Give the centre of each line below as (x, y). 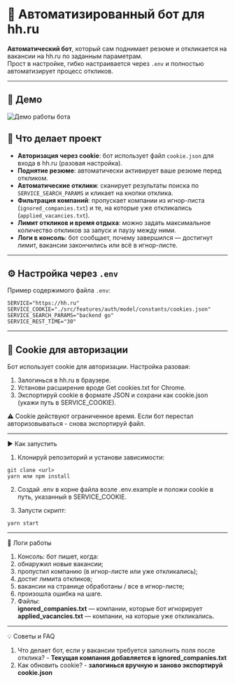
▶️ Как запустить (32, 444)
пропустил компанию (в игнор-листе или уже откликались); (107, 572)
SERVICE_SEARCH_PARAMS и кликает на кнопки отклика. (95, 193)
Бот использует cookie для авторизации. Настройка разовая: (99, 367)
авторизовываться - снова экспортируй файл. (76, 424)
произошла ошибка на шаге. (60, 594)
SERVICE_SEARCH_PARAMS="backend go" (60, 316)
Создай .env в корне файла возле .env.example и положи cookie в (115, 490)
